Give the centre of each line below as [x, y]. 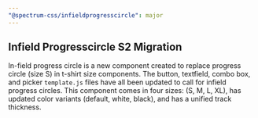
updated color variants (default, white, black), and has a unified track [120, 99]
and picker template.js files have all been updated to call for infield [117, 82]
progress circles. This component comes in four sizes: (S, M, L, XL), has [125, 91]
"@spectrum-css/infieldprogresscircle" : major [86, 15]
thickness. [25, 107]
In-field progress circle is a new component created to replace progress [125, 66]
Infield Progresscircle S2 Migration [95, 47]
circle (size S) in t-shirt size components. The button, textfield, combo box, [129, 74]
